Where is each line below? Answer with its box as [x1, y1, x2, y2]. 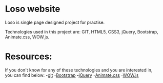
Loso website [5, 3, 61, 15]
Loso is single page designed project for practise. [5, 19, 105, 25]
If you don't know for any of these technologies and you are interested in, [5, 67, 153, 73]
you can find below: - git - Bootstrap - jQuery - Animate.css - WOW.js [5, 72, 139, 78]
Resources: [5, 51, 52, 62]
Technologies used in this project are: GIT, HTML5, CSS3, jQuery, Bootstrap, [5, 29, 159, 34]
